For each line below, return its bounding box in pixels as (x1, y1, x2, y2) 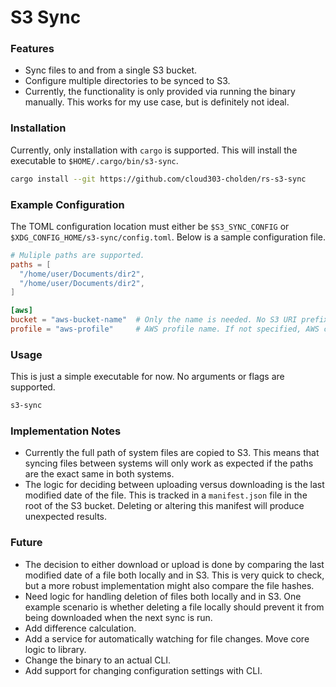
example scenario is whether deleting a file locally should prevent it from (24, 601, 325, 613)
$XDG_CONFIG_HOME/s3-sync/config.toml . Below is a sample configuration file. (10, 231, 326, 243)
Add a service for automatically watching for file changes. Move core (24, 632, 310, 645)
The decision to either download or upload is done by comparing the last (24, 558, 325, 570)
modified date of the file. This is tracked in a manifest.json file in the (24, 489, 308, 501)
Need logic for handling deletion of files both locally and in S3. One (24, 590, 302, 602)
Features (10, 42, 55, 56)
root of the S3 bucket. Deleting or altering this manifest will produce (24, 500, 305, 512)
